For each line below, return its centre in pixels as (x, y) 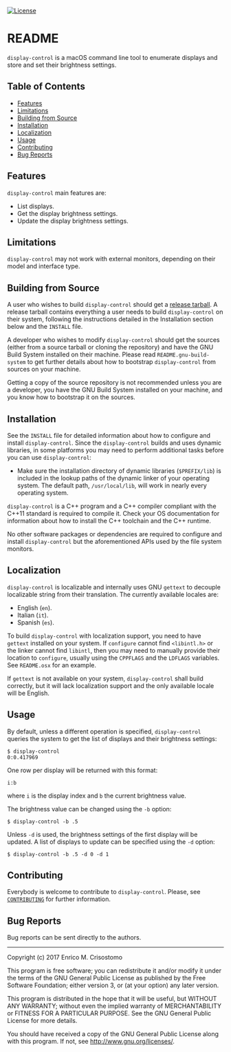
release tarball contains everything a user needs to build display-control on (115, 312)
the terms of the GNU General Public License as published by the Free (107, 978)
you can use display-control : (49, 457)
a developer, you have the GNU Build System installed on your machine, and (115, 390)
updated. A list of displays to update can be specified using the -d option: (111, 842)
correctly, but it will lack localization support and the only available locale (111, 685)
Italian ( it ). (33, 615)
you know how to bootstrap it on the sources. (71, 397)
